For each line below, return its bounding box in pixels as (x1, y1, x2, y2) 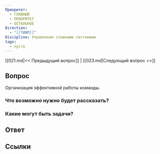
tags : (5, 39, 16, 44)
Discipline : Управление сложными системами (5, 35, 96, 40)
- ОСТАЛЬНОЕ (9, 21, 35, 26)
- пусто (9, 44, 26, 49)
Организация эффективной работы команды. (5, 85, 100, 91)
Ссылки (5, 143, 31, 151)
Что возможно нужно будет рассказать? (5, 97, 109, 104)
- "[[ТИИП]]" (9, 30, 37, 35)
